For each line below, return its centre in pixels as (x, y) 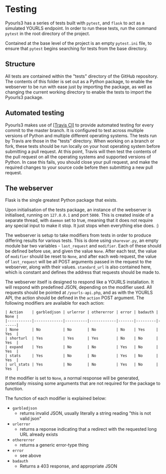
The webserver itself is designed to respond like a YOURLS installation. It (80, 282)
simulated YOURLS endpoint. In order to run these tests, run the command (81, 28)
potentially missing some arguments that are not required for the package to (83, 383)
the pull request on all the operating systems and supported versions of (78, 157)
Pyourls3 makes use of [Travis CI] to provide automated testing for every (80, 125)
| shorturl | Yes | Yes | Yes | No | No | (82, 339)
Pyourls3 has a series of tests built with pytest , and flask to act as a (75, 23)
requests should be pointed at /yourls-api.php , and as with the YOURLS (79, 293)
